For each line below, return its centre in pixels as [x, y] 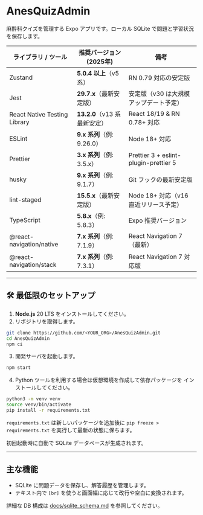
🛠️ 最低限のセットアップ [51, 296]
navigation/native [34, 244]
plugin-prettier [150, 162]
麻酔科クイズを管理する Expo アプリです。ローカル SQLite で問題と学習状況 [100, 28]
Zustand [21, 77]
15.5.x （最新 [95, 196]
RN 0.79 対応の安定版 [159, 78]
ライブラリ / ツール [40, 57]
